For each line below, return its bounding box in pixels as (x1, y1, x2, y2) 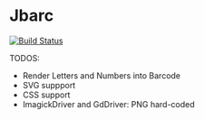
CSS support (22, 89, 71, 100)
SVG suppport (22, 79, 76, 90)
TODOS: (9, 52, 41, 63)
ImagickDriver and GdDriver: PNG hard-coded (22, 98, 195, 109)
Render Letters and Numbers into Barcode (22, 69, 181, 81)
